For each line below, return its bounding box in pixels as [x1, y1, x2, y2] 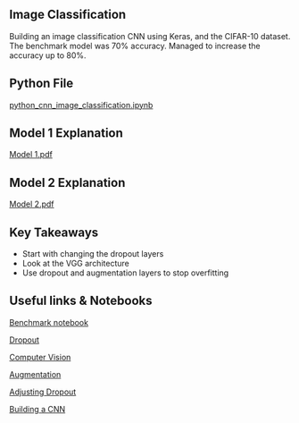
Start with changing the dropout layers [21, 249, 164, 259]
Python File [9, 76, 74, 91]
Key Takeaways [9, 224, 99, 240]
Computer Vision [9, 351, 71, 362]
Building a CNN [9, 403, 66, 414]
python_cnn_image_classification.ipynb [9, 99, 154, 110]
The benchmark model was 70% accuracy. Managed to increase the [9, 40, 261, 51]
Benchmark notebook [9, 317, 89, 327]
